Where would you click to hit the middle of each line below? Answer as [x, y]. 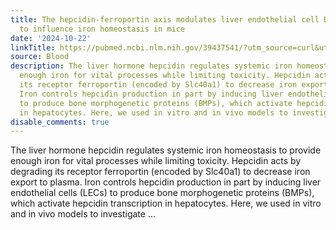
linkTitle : [33, 47]
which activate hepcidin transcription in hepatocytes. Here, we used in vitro [166, 203]
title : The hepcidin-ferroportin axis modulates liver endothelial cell [165, 19]
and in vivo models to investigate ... [83, 214]
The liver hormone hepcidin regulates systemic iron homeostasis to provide [166, 150]
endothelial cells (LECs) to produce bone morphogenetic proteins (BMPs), [162, 193]
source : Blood [40, 57]
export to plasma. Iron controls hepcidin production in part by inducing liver [166, 182]
